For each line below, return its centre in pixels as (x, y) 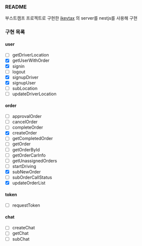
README (16, 7)
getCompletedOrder (32, 138)
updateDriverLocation (34, 94)
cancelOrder (25, 122)
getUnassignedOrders (35, 161)
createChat (24, 228)
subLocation (25, 88)
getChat (20, 233)
